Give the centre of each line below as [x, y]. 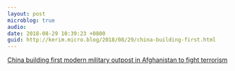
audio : [17, 27]
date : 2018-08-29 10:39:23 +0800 [56, 33]
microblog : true [31, 20]
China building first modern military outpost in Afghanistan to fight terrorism [117, 60]
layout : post [26, 14]
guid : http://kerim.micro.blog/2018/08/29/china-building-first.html [112, 40]
